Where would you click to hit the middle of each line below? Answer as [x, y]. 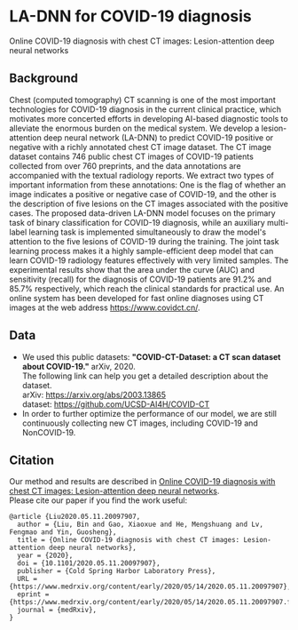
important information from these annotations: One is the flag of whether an [148, 185]
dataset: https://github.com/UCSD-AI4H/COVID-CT [116, 404]
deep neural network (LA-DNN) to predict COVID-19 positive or [158, 137]
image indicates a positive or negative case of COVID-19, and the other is [143, 194]
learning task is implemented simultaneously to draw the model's [148, 232]
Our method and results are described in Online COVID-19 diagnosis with [142, 482]
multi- [278, 222]
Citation [32, 460]
